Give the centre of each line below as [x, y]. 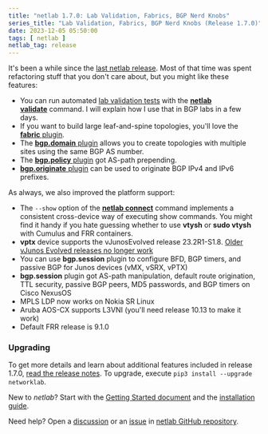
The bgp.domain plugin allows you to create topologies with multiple [133, 143]
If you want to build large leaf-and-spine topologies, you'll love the [129, 126]
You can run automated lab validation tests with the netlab [116, 101]
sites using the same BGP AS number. [82, 152]
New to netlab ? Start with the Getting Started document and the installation [132, 397]
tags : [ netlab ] [37, 38]
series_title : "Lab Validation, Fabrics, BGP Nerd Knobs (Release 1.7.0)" [135, 23]
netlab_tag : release [43, 46]
